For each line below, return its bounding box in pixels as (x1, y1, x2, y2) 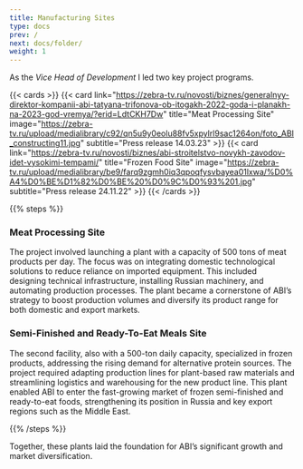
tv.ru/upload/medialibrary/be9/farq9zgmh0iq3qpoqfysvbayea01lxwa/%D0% (9, 167, 294, 178)
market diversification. (9, 450, 93, 461)
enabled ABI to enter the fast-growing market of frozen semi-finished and (9, 386, 284, 397)
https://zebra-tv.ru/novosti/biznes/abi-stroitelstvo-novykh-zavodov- (31, 147, 286, 159)
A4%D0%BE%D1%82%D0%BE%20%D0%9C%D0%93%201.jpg (9, 176, 252, 187)
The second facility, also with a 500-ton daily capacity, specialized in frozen (9, 347, 293, 358)
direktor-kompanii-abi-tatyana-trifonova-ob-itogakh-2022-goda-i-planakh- (9, 99, 291, 110)
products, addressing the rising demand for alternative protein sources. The (9, 357, 292, 368)
